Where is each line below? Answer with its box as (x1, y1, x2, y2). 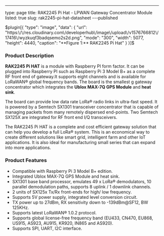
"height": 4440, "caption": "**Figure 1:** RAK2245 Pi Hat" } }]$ (5, 40, 135, 46)
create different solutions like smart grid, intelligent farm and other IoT (5, 134, 146, 140)
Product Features (5, 157, 47, 164)
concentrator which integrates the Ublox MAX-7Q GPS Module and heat (5, 84, 151, 90)
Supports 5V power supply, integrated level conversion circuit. (12, 194, 138, 200)
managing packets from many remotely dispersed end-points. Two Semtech (5, 109, 158, 115)
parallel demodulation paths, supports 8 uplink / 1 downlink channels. (12, 184, 151, 189)
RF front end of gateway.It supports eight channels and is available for (5, 74, 146, 80)
